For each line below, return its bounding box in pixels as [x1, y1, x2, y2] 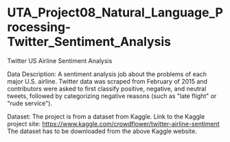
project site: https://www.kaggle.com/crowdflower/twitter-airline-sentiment [7, 119, 220, 128]
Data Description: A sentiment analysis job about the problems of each [7, 70, 207, 78]
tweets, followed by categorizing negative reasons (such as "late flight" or [7, 91, 217, 100]
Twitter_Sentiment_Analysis [7, 34, 172, 49]
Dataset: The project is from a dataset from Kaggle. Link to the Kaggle [7, 112, 205, 121]
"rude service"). [7, 99, 53, 107]
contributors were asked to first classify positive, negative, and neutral [7, 84, 207, 93]
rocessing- [7, 19, 71, 35]
